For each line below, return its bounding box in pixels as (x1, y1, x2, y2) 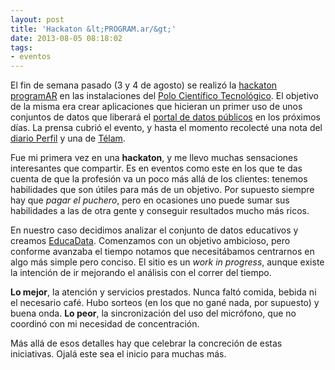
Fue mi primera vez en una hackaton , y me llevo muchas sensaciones (10, 152, 298, 164)
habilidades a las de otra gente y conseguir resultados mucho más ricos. (10, 205, 310, 217)
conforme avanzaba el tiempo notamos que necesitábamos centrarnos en (10, 246, 315, 258)
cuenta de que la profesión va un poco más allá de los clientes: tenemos (10, 173, 308, 185)
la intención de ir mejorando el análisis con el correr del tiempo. (10, 267, 272, 279)
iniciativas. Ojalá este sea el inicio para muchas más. (10, 348, 227, 360)
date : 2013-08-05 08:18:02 (10, 33, 123, 43)
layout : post (10, 14, 65, 25)
